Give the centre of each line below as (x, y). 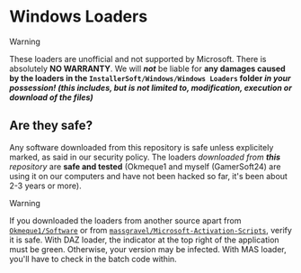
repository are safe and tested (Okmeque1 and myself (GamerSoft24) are (145, 166)
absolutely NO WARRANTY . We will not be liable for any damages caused (147, 68)
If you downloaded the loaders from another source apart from (125, 220)
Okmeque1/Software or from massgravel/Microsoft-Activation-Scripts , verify (150, 230)
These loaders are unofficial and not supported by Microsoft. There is (138, 59)
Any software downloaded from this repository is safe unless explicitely (142, 147)
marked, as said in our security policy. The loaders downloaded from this (145, 157)
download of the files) (52, 97)
